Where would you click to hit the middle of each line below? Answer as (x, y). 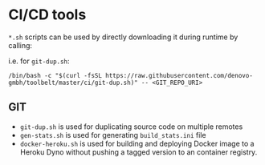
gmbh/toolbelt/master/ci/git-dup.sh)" (73, 82)
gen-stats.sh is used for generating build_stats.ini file (113, 135)
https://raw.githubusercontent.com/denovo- (179, 75)
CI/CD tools (47, 15)
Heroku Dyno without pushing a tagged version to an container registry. (139, 152)
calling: (20, 45)
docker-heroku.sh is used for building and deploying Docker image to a (137, 143)
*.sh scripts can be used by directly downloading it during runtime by (123, 37)
